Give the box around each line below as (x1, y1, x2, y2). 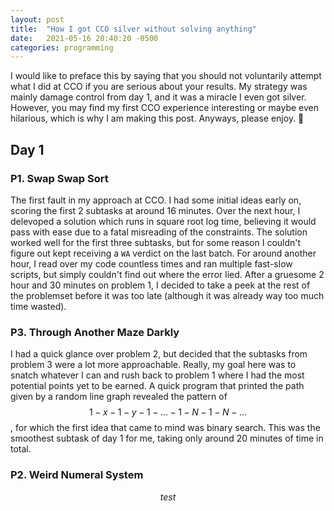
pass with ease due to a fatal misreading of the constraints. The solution (10, 226, 308, 238)
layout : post (10, 14, 65, 25)
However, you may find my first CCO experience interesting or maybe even (10, 102, 319, 114)
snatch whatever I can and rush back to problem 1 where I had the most (10, 369, 305, 381)
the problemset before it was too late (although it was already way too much (10, 289, 325, 301)
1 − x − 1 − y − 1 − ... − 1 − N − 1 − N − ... (88, 406, 247, 418)
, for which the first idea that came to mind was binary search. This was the (10, 422, 321, 434)
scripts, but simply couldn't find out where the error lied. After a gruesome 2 (10, 268, 325, 280)
